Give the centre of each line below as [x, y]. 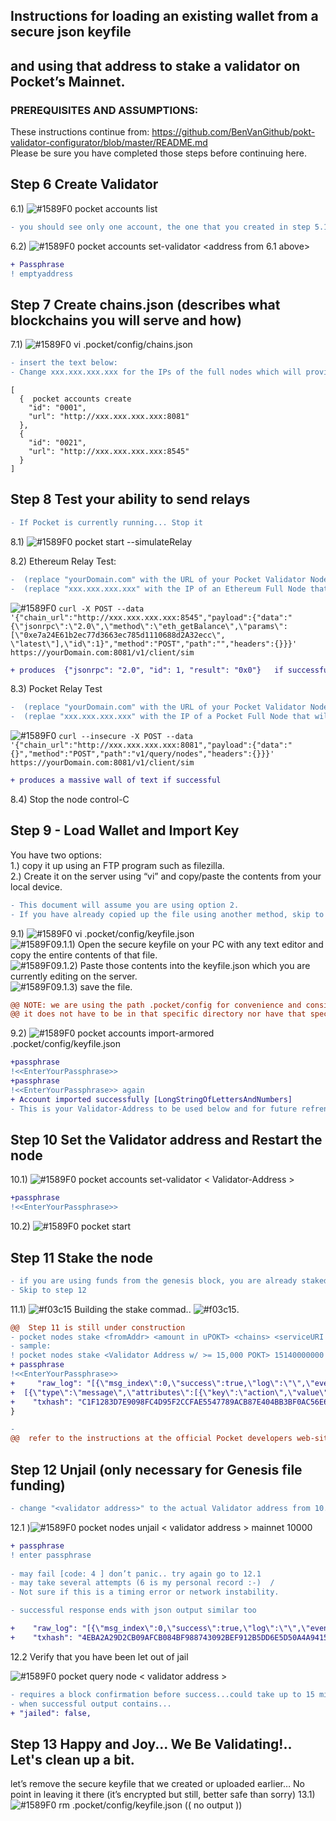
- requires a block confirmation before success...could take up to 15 [162, 1694]
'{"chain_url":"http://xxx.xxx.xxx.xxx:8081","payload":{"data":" [151, 745]
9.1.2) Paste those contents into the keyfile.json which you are [183, 965]
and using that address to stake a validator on [155, 65]
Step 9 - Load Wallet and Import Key [125, 830]
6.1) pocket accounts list [84, 208]
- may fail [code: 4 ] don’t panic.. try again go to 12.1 [136, 1574]
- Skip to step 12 [48, 1290]
